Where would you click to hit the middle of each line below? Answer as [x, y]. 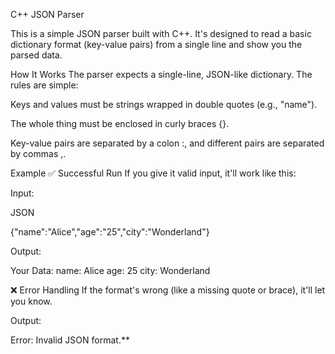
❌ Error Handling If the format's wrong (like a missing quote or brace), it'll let [168, 290]
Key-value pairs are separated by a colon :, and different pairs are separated [167, 143]
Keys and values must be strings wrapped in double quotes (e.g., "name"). [164, 104]
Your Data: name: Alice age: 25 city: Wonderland [110, 270]
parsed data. [36, 55]
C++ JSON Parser [47, 14]
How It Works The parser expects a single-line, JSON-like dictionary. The [161, 74]
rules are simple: [44, 85]
